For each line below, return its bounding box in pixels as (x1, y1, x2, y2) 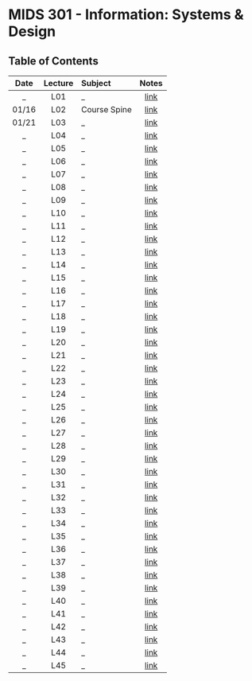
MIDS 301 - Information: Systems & (8, 6, 244, 24)
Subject (80, 78, 111, 88)
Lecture (43, 78, 74, 88)
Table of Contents (8, 54, 99, 68)
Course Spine (80, 104, 133, 115)
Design (8, 22, 56, 41)
